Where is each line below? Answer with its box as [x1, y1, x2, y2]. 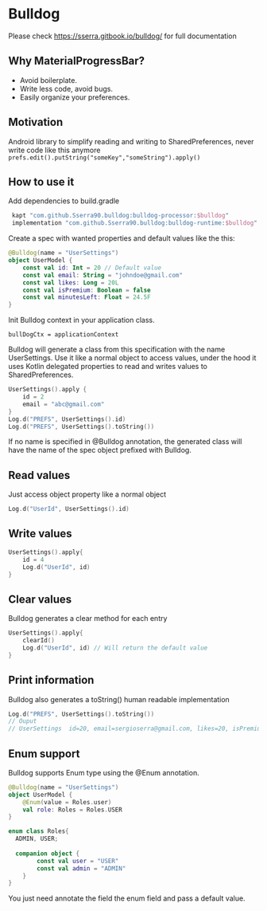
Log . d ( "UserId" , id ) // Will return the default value [22, 643, 208, 652]
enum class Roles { [8, 827, 69, 835]
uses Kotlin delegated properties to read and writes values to [8, 362, 208, 371]
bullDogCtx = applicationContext [8, 331, 119, 339]
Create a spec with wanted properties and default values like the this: [8, 234, 236, 243]
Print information [8, 673, 95, 687]
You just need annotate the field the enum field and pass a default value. [8, 893, 246, 903]
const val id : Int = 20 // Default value [22, 264, 161, 272]
